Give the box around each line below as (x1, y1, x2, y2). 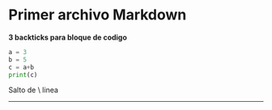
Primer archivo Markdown (8, 6, 187, 24)
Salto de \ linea (8, 85, 59, 95)
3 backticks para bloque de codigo (8, 32, 128, 42)
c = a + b (8, 63, 35, 71)
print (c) (8, 70, 38, 78)
